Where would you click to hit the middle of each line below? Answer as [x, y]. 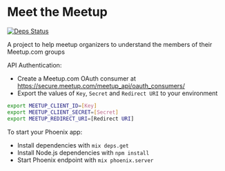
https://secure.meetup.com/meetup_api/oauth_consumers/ [101, 85]
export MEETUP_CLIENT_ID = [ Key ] [52, 105]
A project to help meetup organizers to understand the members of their [110, 44]
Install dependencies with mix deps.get [73, 145]
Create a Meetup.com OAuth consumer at [76, 78]
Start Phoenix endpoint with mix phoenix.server [85, 160]
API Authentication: [35, 65]
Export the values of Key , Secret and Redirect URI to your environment [117, 93]
